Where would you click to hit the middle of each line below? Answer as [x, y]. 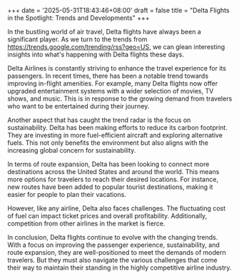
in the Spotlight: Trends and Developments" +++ [78, 18]
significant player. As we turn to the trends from [77, 39]
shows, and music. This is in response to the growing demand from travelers [120, 98]
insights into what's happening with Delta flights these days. [96, 54]
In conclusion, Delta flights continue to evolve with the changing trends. [113, 237]
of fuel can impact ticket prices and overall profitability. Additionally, [107, 216]
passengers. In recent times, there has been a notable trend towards [108, 76]
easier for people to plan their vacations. [67, 194]
